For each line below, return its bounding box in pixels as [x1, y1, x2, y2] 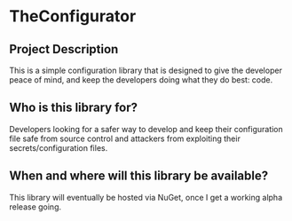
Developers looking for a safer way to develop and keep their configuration [9, 123, 284, 134]
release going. [9, 201, 62, 212]
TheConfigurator [9, 6, 137, 27]
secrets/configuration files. [9, 142, 108, 153]
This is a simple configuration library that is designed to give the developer [9, 65, 282, 75]
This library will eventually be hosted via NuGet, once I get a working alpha [9, 192, 283, 202]
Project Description [9, 42, 119, 57]
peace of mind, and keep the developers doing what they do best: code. [9, 75, 273, 85]
